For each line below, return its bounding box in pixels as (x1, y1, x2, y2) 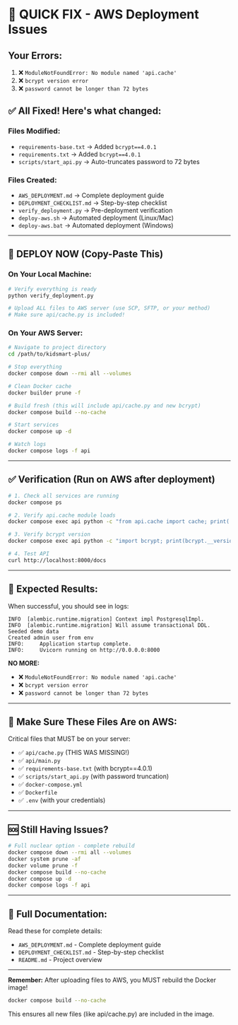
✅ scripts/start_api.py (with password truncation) (18, 772, 169, 780)
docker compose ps (8, 498, 62, 506)
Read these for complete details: (8, 927, 103, 935)
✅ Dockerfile (18, 788, 58, 797)
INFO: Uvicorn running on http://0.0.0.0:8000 (8, 646, 160, 653)
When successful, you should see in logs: (8, 602, 129, 610)
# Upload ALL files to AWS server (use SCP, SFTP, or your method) (8, 305, 211, 312)
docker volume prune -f (8, 862, 78, 869)
